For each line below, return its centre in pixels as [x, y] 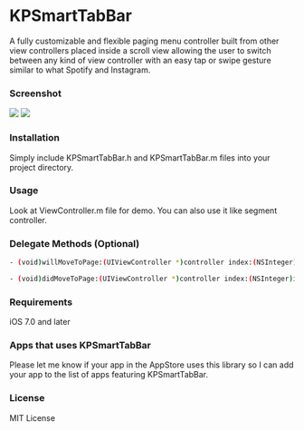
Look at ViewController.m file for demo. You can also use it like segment [143, 211]
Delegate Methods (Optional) [75, 243]
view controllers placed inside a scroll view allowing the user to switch [140, 50]
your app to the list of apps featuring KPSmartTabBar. [109, 375]
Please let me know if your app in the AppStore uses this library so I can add [152, 365]
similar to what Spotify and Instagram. [80, 70]
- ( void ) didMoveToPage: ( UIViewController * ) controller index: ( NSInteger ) [152, 279]
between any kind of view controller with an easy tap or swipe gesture [140, 60]
